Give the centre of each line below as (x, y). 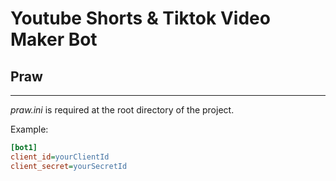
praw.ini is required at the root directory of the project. (122, 110)
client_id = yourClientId (60, 157)
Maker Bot (54, 39)
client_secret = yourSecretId (69, 166)
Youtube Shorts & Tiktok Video (140, 18)
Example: (29, 129)
